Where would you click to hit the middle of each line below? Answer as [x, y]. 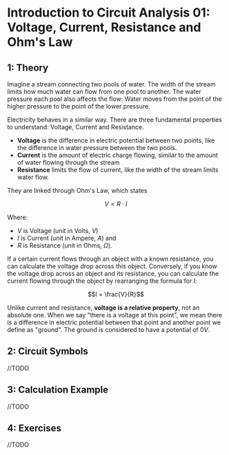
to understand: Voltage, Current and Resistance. [76, 127]
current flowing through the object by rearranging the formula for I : [102, 281]
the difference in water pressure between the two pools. [97, 148]
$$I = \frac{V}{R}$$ [116, 294]
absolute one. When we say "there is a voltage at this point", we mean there [115, 315]
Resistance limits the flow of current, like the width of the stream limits [118, 170]
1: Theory [28, 67]
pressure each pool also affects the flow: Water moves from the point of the [114, 99]
